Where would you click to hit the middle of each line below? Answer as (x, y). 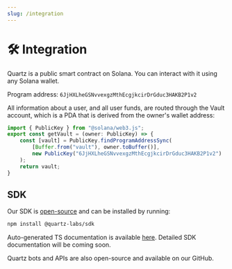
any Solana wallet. (33, 81)
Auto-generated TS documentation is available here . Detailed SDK (102, 238)
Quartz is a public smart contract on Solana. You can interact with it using (112, 73)
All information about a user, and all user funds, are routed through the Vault (116, 108)
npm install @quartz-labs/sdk (51, 224)
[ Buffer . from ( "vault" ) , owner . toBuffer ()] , (96, 147)
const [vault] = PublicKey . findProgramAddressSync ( (96, 141)
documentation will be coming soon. (59, 245)
